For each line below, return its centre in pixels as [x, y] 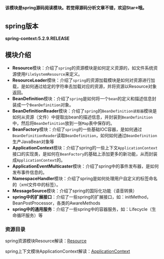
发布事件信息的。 [30, 172]
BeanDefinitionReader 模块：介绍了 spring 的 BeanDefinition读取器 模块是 [84, 111]
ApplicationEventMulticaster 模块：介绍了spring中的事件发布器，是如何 [85, 166]
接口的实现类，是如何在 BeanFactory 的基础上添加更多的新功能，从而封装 [85, 154]
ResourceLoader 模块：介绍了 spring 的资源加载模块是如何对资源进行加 [83, 80]
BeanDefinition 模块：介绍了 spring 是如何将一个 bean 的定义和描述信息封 [84, 98]
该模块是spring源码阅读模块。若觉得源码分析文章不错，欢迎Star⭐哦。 [76, 8]
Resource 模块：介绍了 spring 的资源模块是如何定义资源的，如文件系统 [83, 68]
